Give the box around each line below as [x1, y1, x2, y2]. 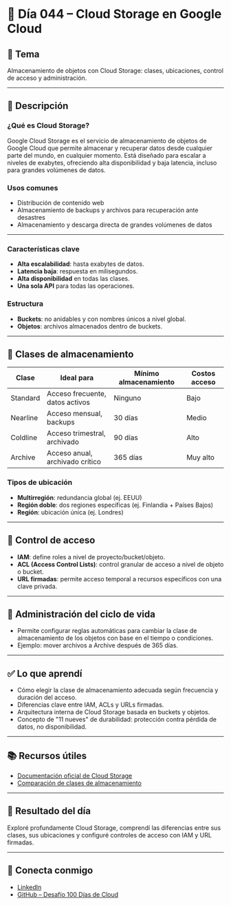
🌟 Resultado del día [7, 805, 91, 817]
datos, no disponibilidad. [16, 722, 87, 731]
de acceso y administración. [7, 74, 87, 82]
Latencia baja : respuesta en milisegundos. [16, 267, 138, 275]
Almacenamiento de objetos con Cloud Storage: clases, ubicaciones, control [7, 67, 223, 74]
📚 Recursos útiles [7, 750, 87, 762]
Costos [191, 368, 216, 378]
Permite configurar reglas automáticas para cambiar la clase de [16, 627, 197, 635]
